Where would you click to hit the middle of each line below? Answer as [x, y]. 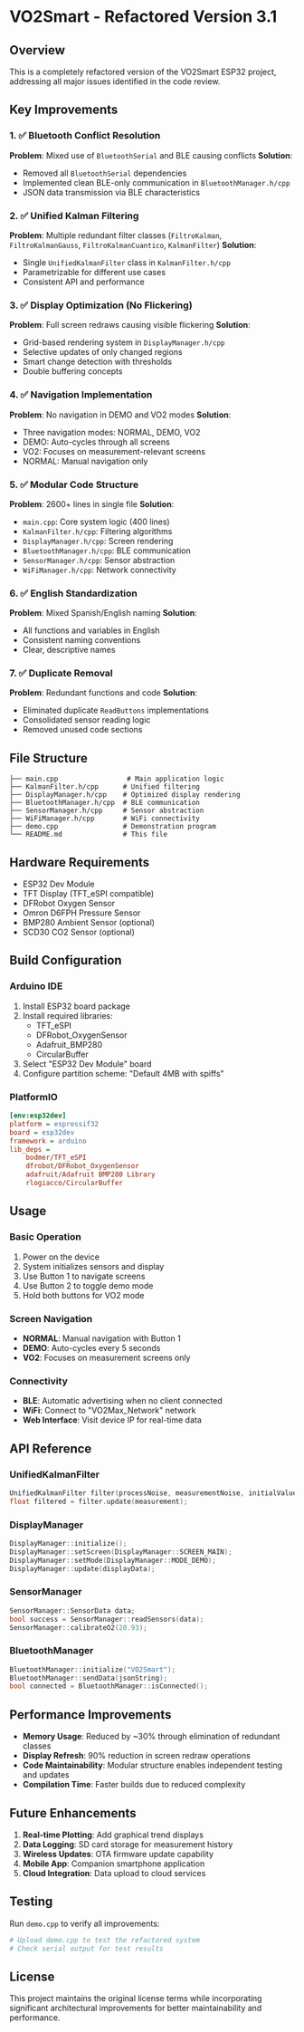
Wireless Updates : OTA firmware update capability [118, 1854]
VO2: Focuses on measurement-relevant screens [114, 451]
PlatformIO [34, 1097]
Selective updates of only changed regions [102, 352]
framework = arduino [48, 1141]
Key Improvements [64, 110]
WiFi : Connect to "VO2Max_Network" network [109, 1411]
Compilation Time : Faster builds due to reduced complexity [134, 1785]
